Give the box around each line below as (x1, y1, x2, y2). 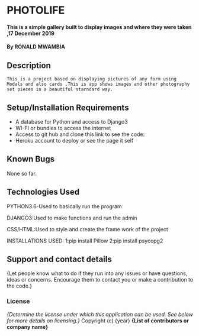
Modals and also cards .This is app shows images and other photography (7, 81, 190, 88)
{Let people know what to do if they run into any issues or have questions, (7, 270, 188, 277)
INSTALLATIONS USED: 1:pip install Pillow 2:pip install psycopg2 (7, 237, 163, 244)
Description (7, 60, 51, 70)
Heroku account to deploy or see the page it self (15, 137, 134, 144)
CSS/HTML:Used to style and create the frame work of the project (7, 225, 168, 232)
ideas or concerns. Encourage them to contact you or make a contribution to (7, 276, 194, 283)
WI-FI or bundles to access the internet (15, 125, 111, 131)
